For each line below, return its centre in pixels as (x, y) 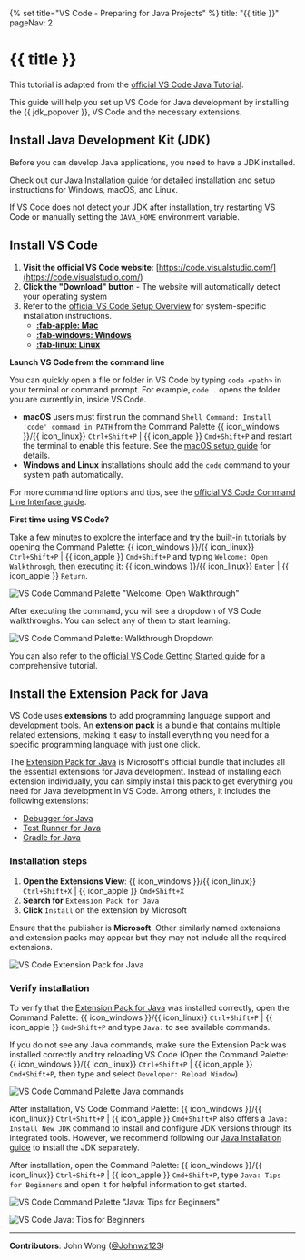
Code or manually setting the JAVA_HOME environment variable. (125, 216)
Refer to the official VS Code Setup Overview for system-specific (144, 306)
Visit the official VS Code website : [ (91, 267)
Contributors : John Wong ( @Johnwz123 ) (87, 1245)
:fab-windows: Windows (84, 334)
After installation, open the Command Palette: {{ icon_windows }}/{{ (136, 1165)
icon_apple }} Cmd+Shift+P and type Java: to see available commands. (140, 1027)
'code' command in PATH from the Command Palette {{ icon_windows (151, 426)
